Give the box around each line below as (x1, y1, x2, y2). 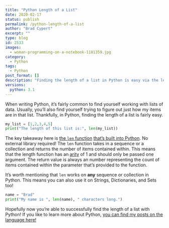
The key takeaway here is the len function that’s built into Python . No (5, 135, 148, 141)
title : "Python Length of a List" (5, 7, 78, 13)
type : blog (5, 36, 28, 41)
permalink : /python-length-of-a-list (5, 21, 84, 27)
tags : (5, 64, 17, 69)
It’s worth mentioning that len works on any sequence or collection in (5, 172, 149, 178)
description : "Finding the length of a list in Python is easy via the (5, 78, 158, 83)
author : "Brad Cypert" (5, 26, 53, 31)
